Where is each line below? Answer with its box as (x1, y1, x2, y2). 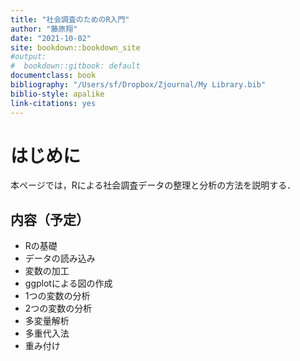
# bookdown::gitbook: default (10, 61, 141, 71)
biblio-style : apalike (10, 89, 105, 99)
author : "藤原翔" (10, 24, 78, 34)
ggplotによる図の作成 (24, 277, 113, 290)
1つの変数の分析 (24, 290, 91, 302)
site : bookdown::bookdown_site (10, 42, 141, 53)
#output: (10, 52, 47, 62)
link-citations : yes (10, 98, 97, 108)
